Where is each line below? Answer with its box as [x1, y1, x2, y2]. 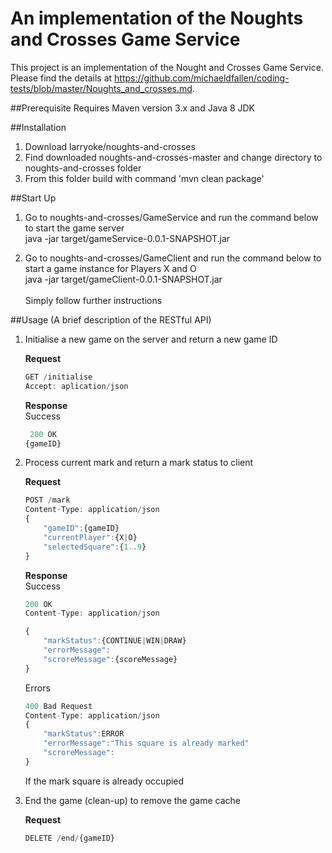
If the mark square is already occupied [24, 775, 185, 787]
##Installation [10, 121, 67, 133]
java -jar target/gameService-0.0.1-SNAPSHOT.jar [24, 232, 231, 244]
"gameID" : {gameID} [43, 523, 120, 534]
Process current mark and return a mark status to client [24, 457, 254, 469]
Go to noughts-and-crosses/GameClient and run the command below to [24, 252, 322, 264]
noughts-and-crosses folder [24, 162, 142, 174]
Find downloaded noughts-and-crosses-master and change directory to [24, 151, 323, 163]
